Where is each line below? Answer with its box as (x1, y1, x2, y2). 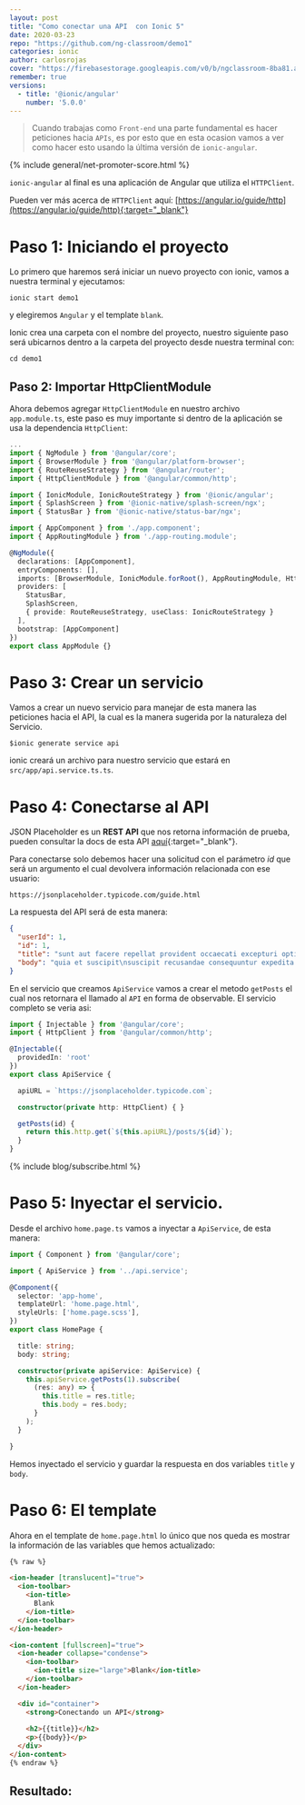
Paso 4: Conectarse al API (9, 796, 210, 817)
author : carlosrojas (9, 55, 88, 65)
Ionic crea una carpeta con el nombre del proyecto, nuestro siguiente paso (9, 327, 289, 338)
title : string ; (17, 1341, 75, 1351)
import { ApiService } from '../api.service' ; (9, 1266, 189, 1275)
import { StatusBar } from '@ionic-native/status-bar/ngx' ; (9, 507, 242, 516)
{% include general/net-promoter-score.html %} (9, 160, 191, 171)
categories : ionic (9, 47, 79, 56)
